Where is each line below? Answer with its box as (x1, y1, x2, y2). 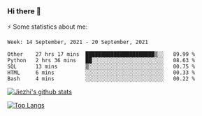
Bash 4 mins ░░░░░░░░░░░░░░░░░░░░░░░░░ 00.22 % (7, 75, 196, 82)
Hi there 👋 (7, 6, 42, 16)
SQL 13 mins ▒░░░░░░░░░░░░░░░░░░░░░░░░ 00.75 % (7, 63, 196, 71)
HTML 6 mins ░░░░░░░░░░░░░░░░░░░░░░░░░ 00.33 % (7, 69, 196, 76)
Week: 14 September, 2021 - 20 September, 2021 (7, 38, 149, 46)
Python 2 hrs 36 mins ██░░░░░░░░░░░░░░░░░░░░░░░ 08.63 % (7, 57, 196, 64)
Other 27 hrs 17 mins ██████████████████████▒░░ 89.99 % (7, 51, 196, 58)
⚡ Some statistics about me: (7, 22, 88, 31)
